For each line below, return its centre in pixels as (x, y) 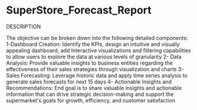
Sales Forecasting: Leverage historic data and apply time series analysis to (97, 75)
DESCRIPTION (24, 26)
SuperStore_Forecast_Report (79, 10)
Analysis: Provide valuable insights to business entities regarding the (89, 63)
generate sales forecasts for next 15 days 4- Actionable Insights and (89, 81)
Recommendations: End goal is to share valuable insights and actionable (94, 88)
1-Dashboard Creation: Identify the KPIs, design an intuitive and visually (93, 44)
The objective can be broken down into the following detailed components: (97, 38)
